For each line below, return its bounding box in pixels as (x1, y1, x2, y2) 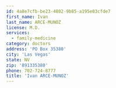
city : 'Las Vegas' (6, 52, 51, 57)
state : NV (6, 57, 30, 63)
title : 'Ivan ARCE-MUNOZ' (6, 73, 69, 79)
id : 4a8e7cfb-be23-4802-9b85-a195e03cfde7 (6, 8, 111, 14)
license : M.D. (6, 24, 41, 31)
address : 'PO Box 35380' (6, 46, 66, 52)
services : (6, 30, 30, 36)
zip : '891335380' (6, 62, 48, 68)
